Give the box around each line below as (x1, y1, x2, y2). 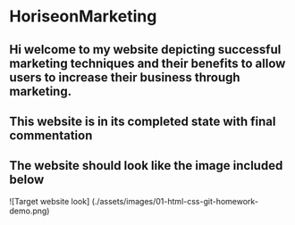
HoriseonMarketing (9, 6, 157, 27)
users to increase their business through (9, 70, 240, 85)
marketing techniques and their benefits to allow (9, 55, 286, 71)
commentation (9, 128, 93, 143)
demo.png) (9, 205, 50, 216)
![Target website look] (9, 196, 90, 206)
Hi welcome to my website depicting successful (9, 42, 282, 57)
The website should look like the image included (9, 158, 283, 173)
